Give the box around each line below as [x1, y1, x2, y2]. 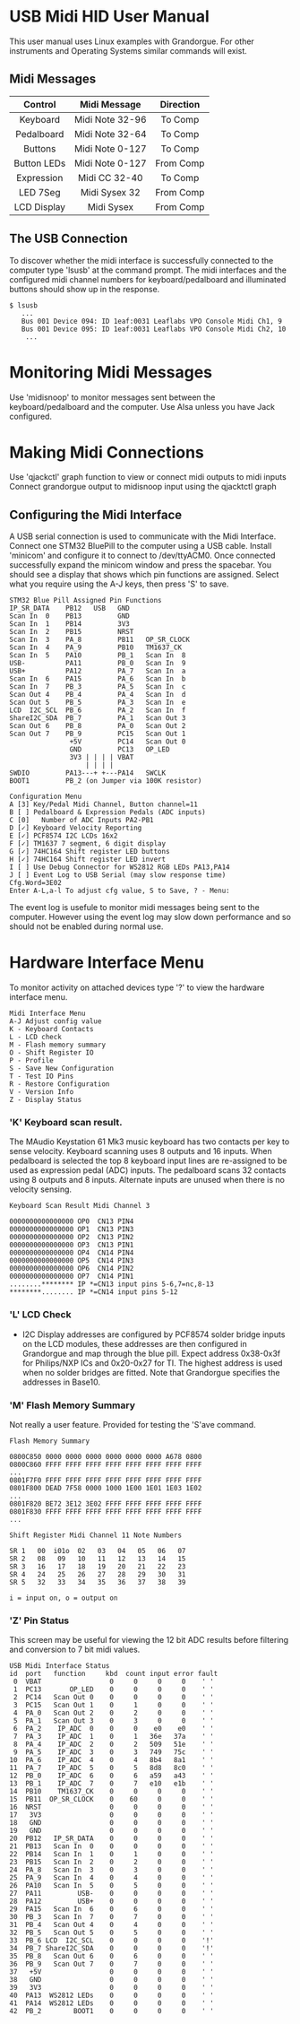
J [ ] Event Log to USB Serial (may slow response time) [9, 871, 227, 880]
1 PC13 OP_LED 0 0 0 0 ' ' [13, 1685, 215, 1694]
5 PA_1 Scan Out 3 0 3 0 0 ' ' [13, 1716, 215, 1725]
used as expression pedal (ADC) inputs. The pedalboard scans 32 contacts [9, 1165, 287, 1176]
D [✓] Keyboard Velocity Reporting [9, 823, 142, 833]
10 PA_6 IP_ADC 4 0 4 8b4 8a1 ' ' [9, 1756, 215, 1765]
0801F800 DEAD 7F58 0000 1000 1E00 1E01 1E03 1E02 [9, 1484, 202, 1493]
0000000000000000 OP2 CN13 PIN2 [9, 1233, 134, 1242]
